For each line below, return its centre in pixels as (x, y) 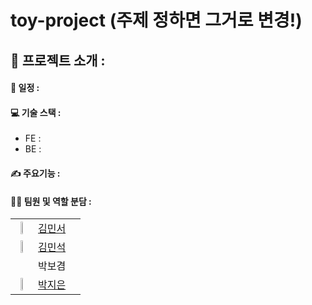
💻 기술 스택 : (36, 112)
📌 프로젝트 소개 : (58, 60)
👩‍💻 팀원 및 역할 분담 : (51, 201)
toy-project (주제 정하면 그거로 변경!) (156, 20)
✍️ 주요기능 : (35, 173)
